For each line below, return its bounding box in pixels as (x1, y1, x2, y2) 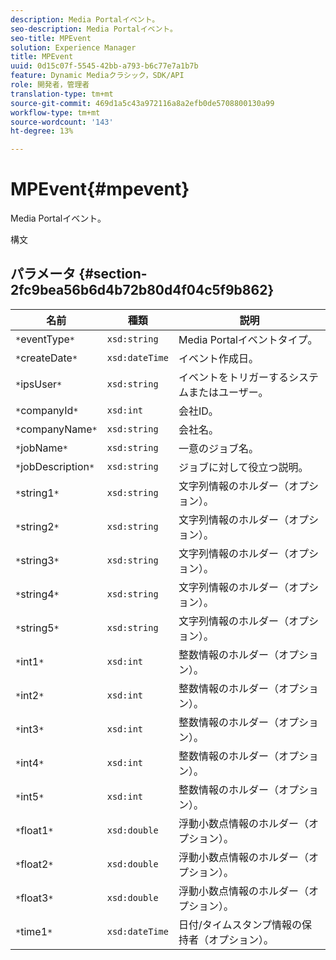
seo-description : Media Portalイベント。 (10, 24, 178, 34)
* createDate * (15, 351, 78, 365)
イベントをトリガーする (178, 370, 289, 384)
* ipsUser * (15, 377, 63, 391)
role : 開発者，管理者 (10, 80, 90, 90)
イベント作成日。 (178, 351, 259, 365)
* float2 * (15, 857, 54, 871)
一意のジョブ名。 (178, 441, 259, 455)
